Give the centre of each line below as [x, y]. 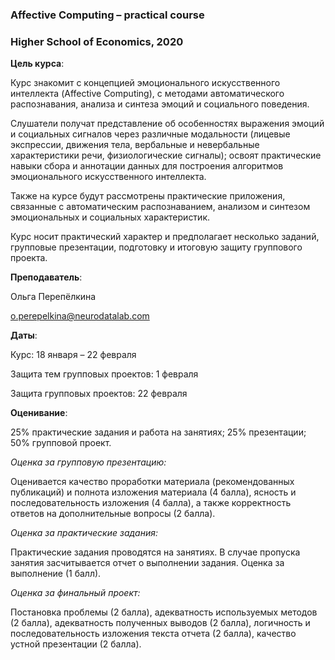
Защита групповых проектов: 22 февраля [99, 394]
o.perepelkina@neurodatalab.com [80, 316]
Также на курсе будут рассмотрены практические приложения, [148, 196]
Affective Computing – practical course [107, 15]
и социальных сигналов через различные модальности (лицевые [150, 134]
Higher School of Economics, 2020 [97, 41]
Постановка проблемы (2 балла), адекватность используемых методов [164, 612]
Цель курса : [37, 64]
